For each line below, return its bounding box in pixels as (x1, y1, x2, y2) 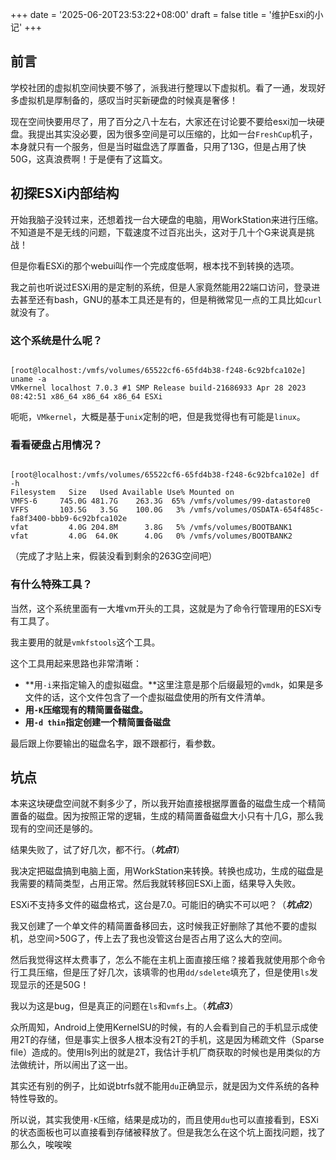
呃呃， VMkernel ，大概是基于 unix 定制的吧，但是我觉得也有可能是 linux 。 (10, 410, 306, 422)
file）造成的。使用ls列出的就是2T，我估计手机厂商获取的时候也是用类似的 (10, 1046, 313, 1058)
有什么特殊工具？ (10, 578, 93, 592)
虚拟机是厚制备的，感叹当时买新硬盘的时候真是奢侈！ (18, 94, 238, 106)
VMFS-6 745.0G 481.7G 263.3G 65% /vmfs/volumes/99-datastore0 (10, 496, 311, 507)
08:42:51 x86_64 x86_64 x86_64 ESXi (10, 391, 163, 402)
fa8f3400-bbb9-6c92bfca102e (10, 514, 128, 524)
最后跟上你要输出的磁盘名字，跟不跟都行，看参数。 (10, 737, 221, 749)
